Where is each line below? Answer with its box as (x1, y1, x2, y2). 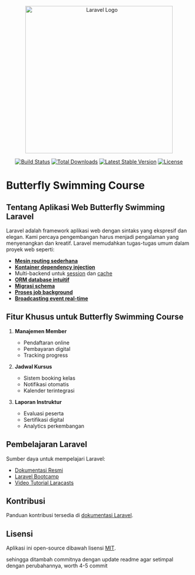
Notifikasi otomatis (23, 380, 70, 387)
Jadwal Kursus (14, 363, 52, 370)
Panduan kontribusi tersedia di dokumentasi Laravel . (6, 512, 134, 519)
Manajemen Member (14, 327, 67, 334)
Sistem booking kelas (23, 374, 75, 382)
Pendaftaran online (23, 339, 70, 346)
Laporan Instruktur (14, 398, 62, 405)
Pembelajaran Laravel (6, 439, 87, 449)
